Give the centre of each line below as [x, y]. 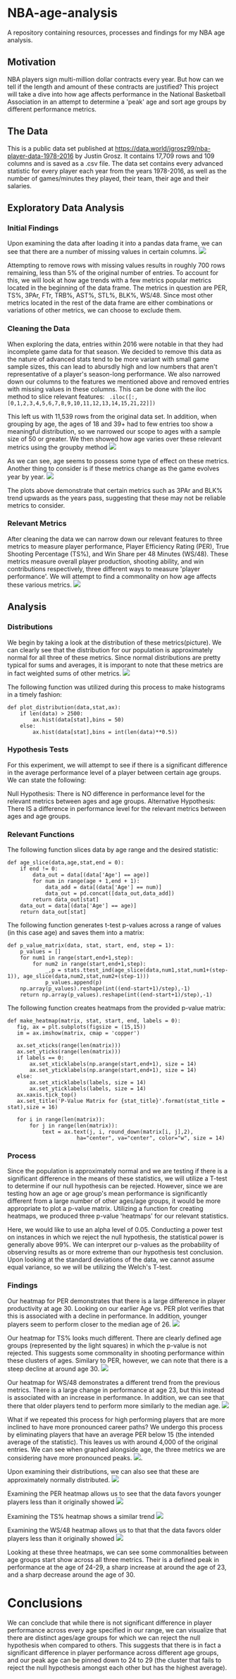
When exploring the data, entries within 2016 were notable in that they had [115, 344]
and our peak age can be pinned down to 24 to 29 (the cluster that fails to [114, 1660]
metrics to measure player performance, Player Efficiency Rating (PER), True [118, 546]
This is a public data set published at [61, 148]
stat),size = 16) [33, 1107]
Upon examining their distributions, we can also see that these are [103, 1471]
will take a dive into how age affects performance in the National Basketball [117, 94]
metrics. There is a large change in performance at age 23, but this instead [116, 1390]
